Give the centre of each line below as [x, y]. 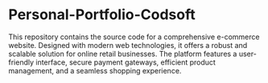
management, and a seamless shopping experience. [95, 70]
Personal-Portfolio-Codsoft [102, 15]
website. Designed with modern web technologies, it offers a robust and [128, 45]
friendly [21, 62]
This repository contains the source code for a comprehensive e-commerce [134, 37]
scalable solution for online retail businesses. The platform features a [123, 53]
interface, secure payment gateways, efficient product [126, 62]
